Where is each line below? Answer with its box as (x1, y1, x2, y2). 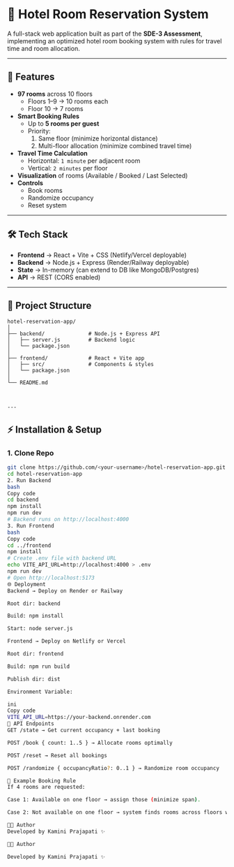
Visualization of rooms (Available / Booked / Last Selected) (17, 171, 188, 180)
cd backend (7, 496, 39, 504)
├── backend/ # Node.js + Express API (7, 330, 160, 337)
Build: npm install (7, 613, 64, 620)
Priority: (27, 126, 51, 135)
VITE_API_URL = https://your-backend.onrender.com (7, 714, 151, 721)
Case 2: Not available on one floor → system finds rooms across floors (7, 809, 223, 816)
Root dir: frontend (7, 650, 64, 657)
